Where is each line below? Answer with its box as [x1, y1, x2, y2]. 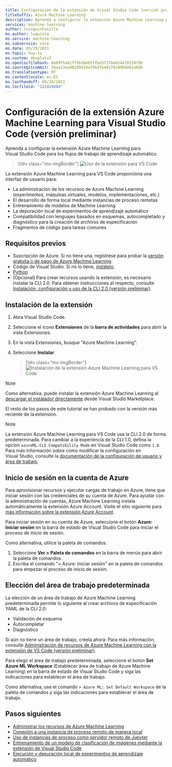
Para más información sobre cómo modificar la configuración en [5, 448, 141, 454]
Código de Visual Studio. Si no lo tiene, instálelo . [12, 263, 115, 270]
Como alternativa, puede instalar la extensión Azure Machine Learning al [5, 390, 159, 397]
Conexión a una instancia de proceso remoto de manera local [12, 728, 143, 735]
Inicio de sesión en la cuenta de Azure [5, 473, 129, 482]
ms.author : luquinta [5, 31, 50, 37]
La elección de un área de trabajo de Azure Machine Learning [5, 595, 136, 601]
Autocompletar [12, 621, 45, 627]
